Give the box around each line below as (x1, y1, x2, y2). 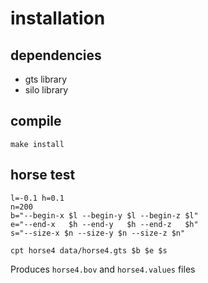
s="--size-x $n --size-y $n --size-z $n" (10, 228, 186, 238)
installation (10, 7, 106, 30)
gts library (24, 73, 67, 85)
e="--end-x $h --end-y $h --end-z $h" (10, 219, 199, 229)
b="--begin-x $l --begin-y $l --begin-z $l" (10, 210, 199, 221)
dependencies (10, 47, 102, 64)
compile (10, 113, 62, 130)
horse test (10, 167, 76, 184)
